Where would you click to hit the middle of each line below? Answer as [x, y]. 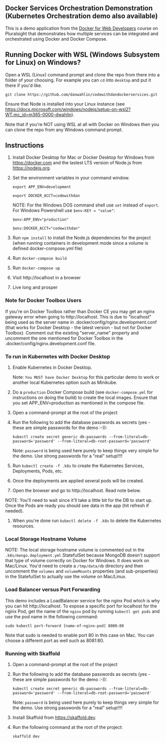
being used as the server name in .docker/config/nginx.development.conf [81, 322]
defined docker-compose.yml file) [47, 249]
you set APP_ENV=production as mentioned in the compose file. [78, 403]
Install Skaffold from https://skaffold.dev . [54, 717]
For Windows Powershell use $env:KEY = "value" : [63, 210]
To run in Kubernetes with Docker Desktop [58, 356]
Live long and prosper [35, 287]
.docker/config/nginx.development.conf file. [50, 343]
